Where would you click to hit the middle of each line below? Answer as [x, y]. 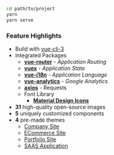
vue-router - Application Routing [65, 61]
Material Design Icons [61, 100]
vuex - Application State [55, 68]
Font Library [39, 94]
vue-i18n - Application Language [65, 74]
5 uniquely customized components [59, 113]
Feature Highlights [34, 35]
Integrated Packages [41, 55]
